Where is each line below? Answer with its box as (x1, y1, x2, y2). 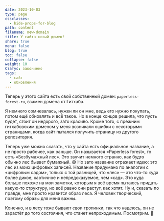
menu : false (5, 44, 29, 48)
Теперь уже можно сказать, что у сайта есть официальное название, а (5, 143, 154, 149)
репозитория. (5, 134, 33, 140)
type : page (5, 12, 27, 17)
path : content (5, 25, 34, 30)
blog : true (5, 48, 27, 53)
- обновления (9, 80, 36, 85)
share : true (5, 39, 29, 44)
